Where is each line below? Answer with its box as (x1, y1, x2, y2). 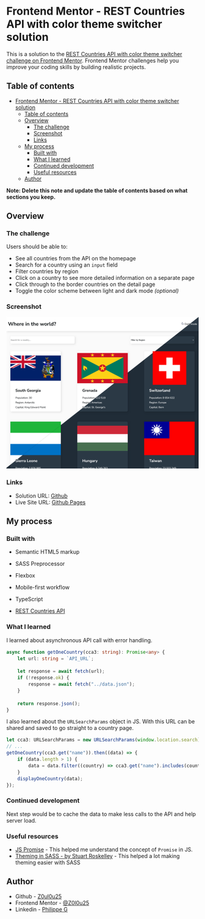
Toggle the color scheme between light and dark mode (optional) (15, 287, 179, 295)
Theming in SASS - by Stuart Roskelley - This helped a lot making (15, 853, 180, 860)
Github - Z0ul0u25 (15, 892, 62, 900)
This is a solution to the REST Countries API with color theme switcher (6, 50, 182, 57)
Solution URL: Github (15, 492, 68, 499)
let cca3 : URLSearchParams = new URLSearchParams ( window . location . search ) (6, 737, 201, 743)
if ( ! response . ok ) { (17, 675, 70, 681)
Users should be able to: (6, 243, 68, 251)
